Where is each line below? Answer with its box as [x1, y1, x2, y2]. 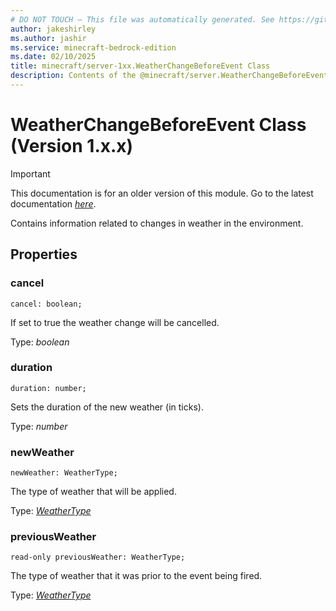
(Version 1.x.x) [10, 135, 134, 158]
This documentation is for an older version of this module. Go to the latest [10, 187, 314, 199]
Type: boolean [10, 336, 70, 348]
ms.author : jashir [10, 33, 87, 43]
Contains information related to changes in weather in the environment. [10, 217, 304, 229]
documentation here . [10, 197, 97, 210]
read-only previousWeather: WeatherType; [10, 552, 186, 563]
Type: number [10, 420, 68, 432]
